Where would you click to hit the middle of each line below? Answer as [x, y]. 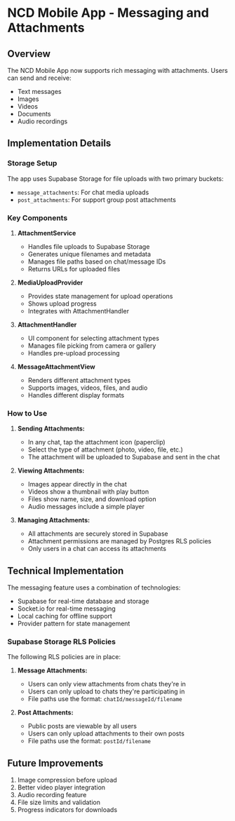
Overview [29, 54]
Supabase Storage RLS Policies [61, 642]
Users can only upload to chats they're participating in [106, 691]
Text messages [39, 91]
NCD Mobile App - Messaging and [108, 13]
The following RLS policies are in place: [64, 657]
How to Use [27, 413]
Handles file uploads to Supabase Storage [89, 246]
